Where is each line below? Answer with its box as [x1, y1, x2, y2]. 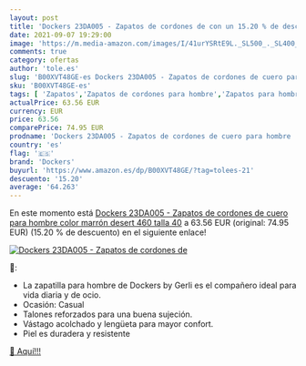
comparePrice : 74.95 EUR [9, 124, 104, 133]
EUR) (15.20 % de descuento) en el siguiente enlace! [9, 227, 207, 238]
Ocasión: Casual [22, 300, 85, 310]
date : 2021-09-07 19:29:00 [9, 30, 112, 39]
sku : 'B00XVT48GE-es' [9, 81, 92, 90]
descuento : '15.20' [9, 174, 84, 183]
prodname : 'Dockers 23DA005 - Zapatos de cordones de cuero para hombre [9, 132, 291, 141]
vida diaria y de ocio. [22, 290, 102, 300]
